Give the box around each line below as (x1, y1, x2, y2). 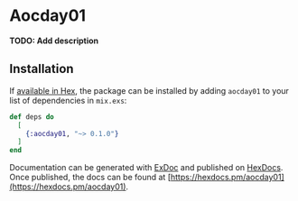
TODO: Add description (9, 35, 99, 46)
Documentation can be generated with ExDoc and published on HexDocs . (9, 162, 284, 173)
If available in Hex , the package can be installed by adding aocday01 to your (9, 85, 289, 96)
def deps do (9, 112, 54, 122)
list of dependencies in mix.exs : (9, 95, 127, 105)
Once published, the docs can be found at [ (9, 172, 172, 183)
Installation (9, 61, 74, 77)
